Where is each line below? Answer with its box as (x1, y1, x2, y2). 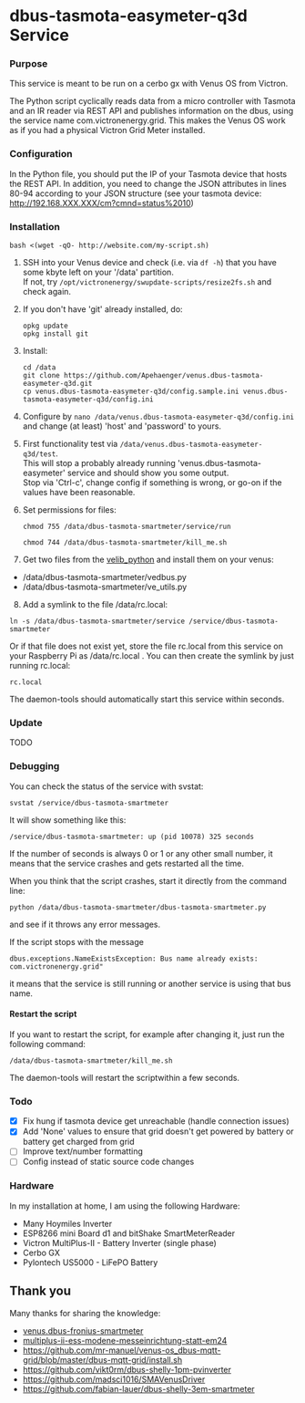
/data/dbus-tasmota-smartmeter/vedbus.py (22, 572, 187, 583)
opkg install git (22, 329, 89, 338)
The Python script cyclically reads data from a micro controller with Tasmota (9, 96, 296, 107)
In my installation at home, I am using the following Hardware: (9, 1200, 240, 1211)
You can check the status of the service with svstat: (9, 781, 204, 792)
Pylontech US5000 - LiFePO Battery (22, 1256, 158, 1268)
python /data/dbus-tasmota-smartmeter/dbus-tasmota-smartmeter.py (9, 902, 267, 912)
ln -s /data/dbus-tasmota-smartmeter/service (9, 617, 185, 626)
